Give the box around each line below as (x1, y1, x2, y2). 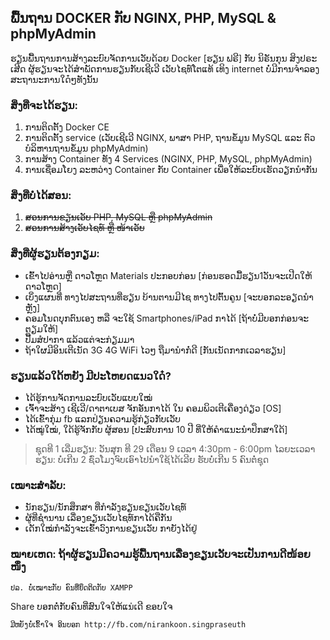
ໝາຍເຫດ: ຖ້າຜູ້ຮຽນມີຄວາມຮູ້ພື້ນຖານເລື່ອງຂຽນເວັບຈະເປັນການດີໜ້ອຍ (10, 547, 311, 561)
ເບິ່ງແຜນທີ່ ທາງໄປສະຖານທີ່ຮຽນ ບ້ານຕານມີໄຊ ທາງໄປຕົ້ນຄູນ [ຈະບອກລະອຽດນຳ (24, 291, 314, 303)
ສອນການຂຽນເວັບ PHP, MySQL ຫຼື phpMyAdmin (24, 211, 213, 223)
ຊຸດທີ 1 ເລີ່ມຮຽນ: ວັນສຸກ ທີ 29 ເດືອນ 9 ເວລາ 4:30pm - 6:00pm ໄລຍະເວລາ (34, 443, 316, 455)
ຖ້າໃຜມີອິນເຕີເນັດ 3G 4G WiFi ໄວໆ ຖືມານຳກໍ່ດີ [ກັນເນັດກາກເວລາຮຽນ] (24, 344, 287, 356)
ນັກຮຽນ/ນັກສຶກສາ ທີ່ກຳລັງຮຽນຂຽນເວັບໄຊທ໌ (24, 501, 187, 513)
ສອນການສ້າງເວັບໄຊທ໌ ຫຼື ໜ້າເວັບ (24, 222, 145, 234)
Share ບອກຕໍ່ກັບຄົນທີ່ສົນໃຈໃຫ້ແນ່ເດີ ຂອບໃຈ (10, 600, 173, 612)
